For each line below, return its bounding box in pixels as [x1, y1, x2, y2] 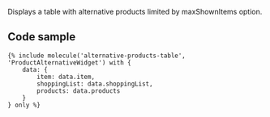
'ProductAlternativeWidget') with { [7, 58, 131, 67]
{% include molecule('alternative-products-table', [7, 52, 186, 60]
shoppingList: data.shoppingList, [36, 80, 153, 88]
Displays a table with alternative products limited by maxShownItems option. [7, 7, 263, 16]
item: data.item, [36, 73, 95, 81]
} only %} [7, 101, 41, 109]
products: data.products [36, 86, 121, 95]
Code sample [7, 30, 76, 44]
